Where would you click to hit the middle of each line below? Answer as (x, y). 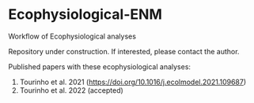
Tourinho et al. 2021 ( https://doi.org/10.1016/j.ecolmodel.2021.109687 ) (133, 82)
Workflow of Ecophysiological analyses (72, 36)
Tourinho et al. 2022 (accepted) (72, 90)
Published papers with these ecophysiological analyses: (100, 66)
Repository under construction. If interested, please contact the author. (124, 51)
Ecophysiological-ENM (85, 15)
